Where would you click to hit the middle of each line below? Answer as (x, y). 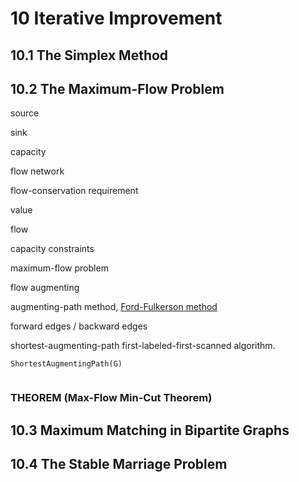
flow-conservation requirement (74, 191)
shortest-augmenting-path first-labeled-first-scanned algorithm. (143, 346)
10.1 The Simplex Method (89, 55)
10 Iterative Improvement (116, 18)
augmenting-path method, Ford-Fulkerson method (114, 307)
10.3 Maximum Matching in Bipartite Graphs (150, 430)
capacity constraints (52, 249)
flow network (37, 171)
